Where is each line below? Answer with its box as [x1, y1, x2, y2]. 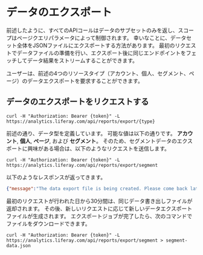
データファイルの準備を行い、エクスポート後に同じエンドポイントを [16, 49, 186, 56]
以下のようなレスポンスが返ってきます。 [6, 173, 106, 181]
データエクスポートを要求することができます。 [27, 77, 143, 85]
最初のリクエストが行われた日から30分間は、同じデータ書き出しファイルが [6, 197, 193, 204]
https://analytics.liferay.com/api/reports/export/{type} [6, 118, 155, 124]
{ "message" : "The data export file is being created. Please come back [6, 186, 188, 192]
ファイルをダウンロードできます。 [6, 220, 91, 227]
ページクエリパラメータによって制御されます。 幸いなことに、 [16, 34, 171, 41]
